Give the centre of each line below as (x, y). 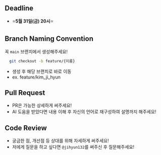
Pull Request (25, 93)
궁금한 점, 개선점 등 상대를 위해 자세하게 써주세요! (60, 141)
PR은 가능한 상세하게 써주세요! (42, 106)
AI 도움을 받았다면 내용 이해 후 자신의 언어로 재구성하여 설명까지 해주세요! (84, 112)
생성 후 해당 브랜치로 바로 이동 (42, 71)
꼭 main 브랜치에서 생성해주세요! (36, 51)
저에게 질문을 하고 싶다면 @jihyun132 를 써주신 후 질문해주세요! (73, 147)
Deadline (19, 8)
